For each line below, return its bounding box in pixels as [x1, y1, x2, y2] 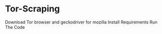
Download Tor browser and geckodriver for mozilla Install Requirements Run [5, 19, 158, 25]
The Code [5, 24, 25, 30]
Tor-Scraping [5, 3, 60, 14]
